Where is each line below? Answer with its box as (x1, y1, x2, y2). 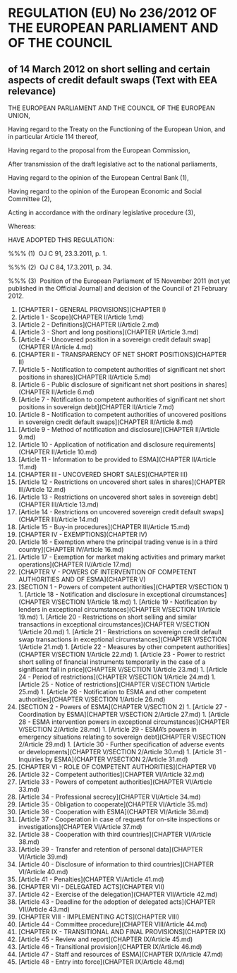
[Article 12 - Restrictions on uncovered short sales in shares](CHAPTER (18, 478, 226, 486)
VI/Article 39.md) (18, 852, 68, 861)
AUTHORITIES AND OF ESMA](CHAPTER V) (18, 575, 147, 584)
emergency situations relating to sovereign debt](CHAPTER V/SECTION (18, 732, 226, 741)
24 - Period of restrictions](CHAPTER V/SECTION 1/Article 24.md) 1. (18, 672, 216, 681)
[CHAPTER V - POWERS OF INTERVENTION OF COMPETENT (18, 568, 197, 576)
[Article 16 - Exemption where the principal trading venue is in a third (18, 538, 218, 546)
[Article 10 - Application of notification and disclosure (18, 440, 174, 449)
